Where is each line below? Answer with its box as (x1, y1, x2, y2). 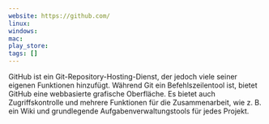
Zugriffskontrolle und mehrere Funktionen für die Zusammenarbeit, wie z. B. (8, 98, 262, 107)
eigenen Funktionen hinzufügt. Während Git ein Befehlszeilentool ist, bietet (8, 80, 258, 90)
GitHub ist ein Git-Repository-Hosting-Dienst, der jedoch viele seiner (8, 72, 237, 81)
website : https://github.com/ (8, 11, 111, 20)
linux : (8, 19, 31, 28)
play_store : (8, 42, 49, 50)
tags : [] (8, 49, 38, 58)
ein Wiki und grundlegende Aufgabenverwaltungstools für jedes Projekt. (8, 106, 250, 116)
